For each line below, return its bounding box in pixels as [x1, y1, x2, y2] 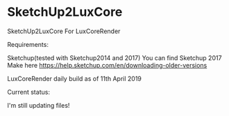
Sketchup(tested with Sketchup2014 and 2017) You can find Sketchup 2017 [7, 53, 222, 62]
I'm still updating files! [7, 101, 70, 109]
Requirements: [7, 40, 49, 48]
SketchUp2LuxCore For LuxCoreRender [7, 27, 121, 35]
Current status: [7, 88, 51, 96]
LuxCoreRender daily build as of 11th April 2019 [7, 74, 142, 83]
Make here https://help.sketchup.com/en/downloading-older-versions [7, 61, 207, 69]
